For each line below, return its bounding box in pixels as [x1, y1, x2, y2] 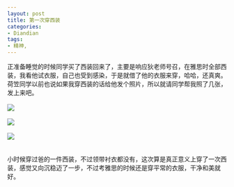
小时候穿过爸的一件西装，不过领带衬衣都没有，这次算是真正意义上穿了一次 [7, 155, 221, 163]
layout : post [7, 10, 45, 17]
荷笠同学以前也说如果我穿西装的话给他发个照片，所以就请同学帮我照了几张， [7, 80, 227, 88]
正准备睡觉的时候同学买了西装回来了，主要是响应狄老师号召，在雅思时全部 [7, 63, 221, 70]
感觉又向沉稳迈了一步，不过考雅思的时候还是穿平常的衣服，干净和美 [19, 164, 214, 172]
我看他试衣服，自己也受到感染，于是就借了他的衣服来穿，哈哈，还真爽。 [19, 71, 227, 79]
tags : [7, 36, 23, 43]
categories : [7, 23, 42, 30]
